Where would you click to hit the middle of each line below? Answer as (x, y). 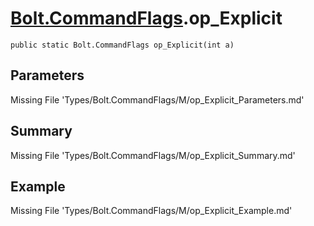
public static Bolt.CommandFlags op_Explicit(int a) (122, 45)
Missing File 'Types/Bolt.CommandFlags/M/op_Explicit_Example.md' (151, 211)
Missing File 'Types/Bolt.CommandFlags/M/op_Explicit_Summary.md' (153, 155)
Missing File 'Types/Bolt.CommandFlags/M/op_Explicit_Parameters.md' (157, 99)
